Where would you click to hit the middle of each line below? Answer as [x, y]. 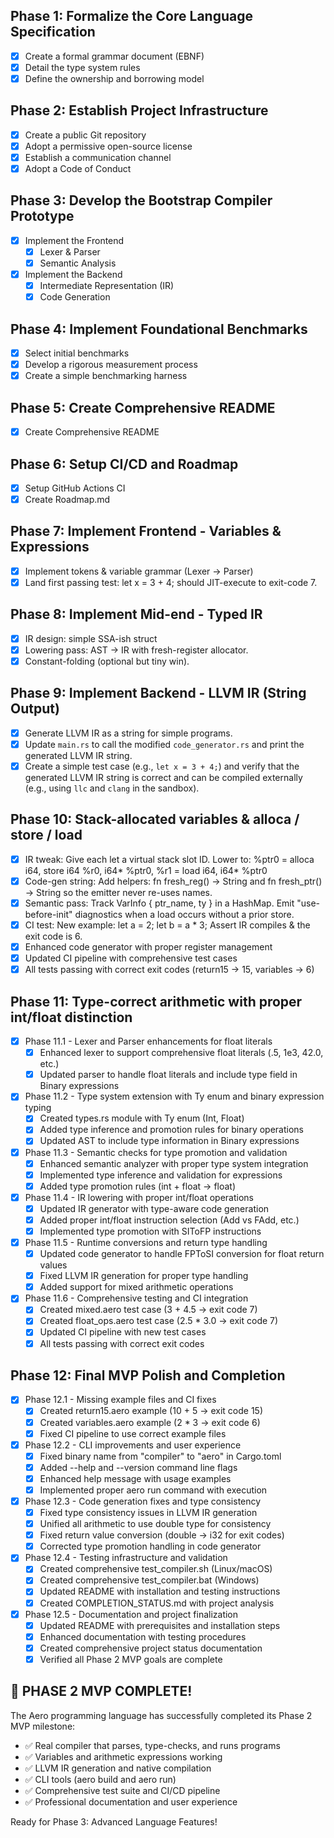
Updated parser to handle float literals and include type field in [168, 1075]
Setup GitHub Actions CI [75, 488]
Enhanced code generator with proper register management [148, 947]
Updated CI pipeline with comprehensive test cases [131, 958]
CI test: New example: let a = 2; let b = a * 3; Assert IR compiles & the [167, 925]
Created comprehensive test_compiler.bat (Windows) [149, 1580]
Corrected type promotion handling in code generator [150, 1546]
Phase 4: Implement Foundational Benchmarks [159, 329]
